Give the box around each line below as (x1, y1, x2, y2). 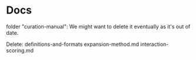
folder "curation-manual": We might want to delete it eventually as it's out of (6, 23, 191, 30)
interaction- (140, 41, 169, 48)
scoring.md (6, 46, 34, 54)
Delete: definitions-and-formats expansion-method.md (6, 41, 139, 48)
